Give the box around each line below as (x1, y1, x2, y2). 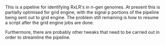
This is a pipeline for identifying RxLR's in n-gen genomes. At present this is (5, 4, 161, 10)
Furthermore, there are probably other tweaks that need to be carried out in (5, 29, 160, 35)
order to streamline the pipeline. (5, 34, 71, 40)
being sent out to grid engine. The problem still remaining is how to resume (5, 15, 159, 20)
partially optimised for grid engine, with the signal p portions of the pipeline (5, 9, 160, 15)
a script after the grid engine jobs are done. (5, 20, 94, 25)
